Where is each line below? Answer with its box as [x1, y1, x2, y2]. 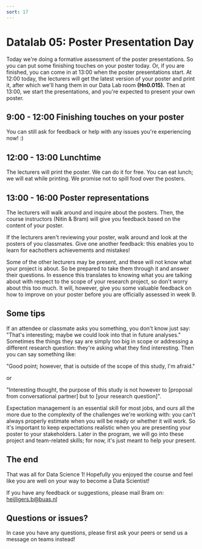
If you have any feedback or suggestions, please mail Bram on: [6, 489, 164, 496]
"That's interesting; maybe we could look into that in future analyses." [6, 331, 181, 339]
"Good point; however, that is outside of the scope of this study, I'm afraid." [6, 362, 195, 370]
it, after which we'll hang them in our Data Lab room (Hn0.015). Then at [6, 81, 186, 88]
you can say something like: [6, 350, 76, 357]
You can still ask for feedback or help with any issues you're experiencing [6, 128, 191, 135]
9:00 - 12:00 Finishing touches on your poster [6, 112, 184, 122]
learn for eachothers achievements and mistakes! [6, 246, 130, 254]
